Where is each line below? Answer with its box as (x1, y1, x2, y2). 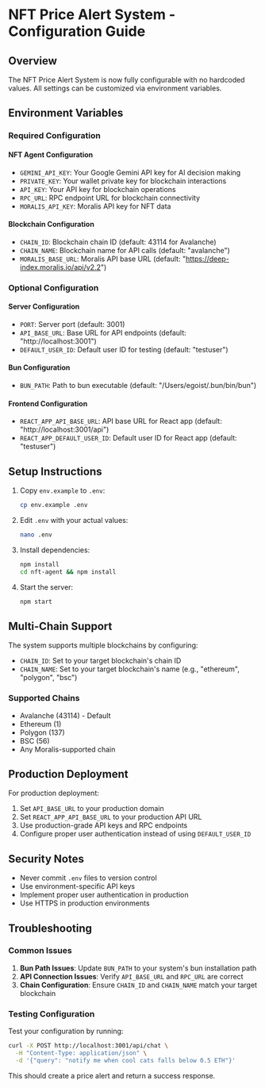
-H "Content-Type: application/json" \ (15, 1049, 148, 1057)
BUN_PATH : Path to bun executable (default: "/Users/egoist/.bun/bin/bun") (19, 381, 257, 390)
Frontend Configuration (8, 398, 88, 408)
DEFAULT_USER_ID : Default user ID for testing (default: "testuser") (19, 344, 229, 354)
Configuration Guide (8, 22, 146, 40)
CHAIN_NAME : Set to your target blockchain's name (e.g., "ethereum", (19, 664, 240, 674)
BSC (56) (19, 736, 50, 745)
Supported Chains (8, 693, 80, 704)
